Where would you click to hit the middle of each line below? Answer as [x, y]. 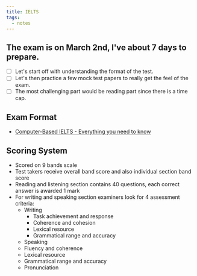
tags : [13, 17]
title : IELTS [23, 12]
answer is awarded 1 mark [47, 191]
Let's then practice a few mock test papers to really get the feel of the [102, 78]
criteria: [24, 203]
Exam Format [32, 117]
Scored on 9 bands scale [46, 165]
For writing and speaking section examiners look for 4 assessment [97, 197]
